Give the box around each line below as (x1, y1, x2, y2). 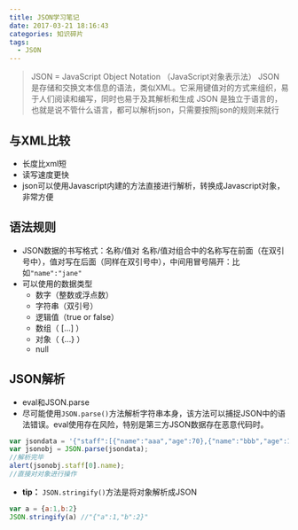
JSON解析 (9, 371, 66, 386)
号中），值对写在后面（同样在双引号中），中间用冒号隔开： (21, 256, 232, 267)
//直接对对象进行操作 (9, 470, 77, 479)
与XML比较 (9, 133, 71, 148)
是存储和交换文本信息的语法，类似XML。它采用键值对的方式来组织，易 (30, 82, 289, 93)
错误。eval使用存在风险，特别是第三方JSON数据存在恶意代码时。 (29, 418, 269, 430)
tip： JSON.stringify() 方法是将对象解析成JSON (21, 487, 198, 497)
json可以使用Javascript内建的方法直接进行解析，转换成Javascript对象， (21, 180, 286, 191)
